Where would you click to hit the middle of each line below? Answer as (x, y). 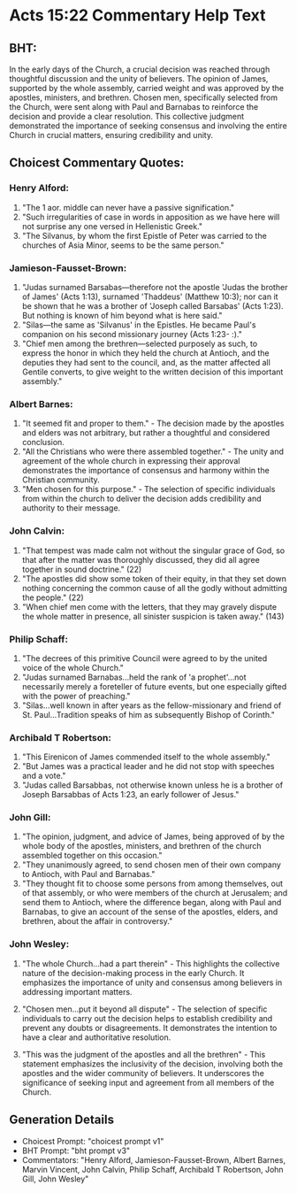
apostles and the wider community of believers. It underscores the (143, 1073)
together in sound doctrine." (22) (82, 569)
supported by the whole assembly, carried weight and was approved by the (147, 88)
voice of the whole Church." (72, 667)
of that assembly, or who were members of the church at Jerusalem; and (155, 893)
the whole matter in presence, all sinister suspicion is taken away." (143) (153, 616)
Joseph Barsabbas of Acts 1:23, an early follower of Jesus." (130, 795)
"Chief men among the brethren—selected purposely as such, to (140, 343)
